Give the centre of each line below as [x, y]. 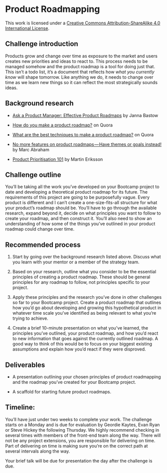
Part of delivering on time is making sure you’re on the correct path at [77, 446]
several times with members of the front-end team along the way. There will [83, 435]
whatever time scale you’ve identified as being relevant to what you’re [84, 313]
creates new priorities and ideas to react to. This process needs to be [77, 61]
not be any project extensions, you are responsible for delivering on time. [80, 440]
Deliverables [25, 365]
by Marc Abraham [31, 149]
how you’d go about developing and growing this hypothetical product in [87, 308]
